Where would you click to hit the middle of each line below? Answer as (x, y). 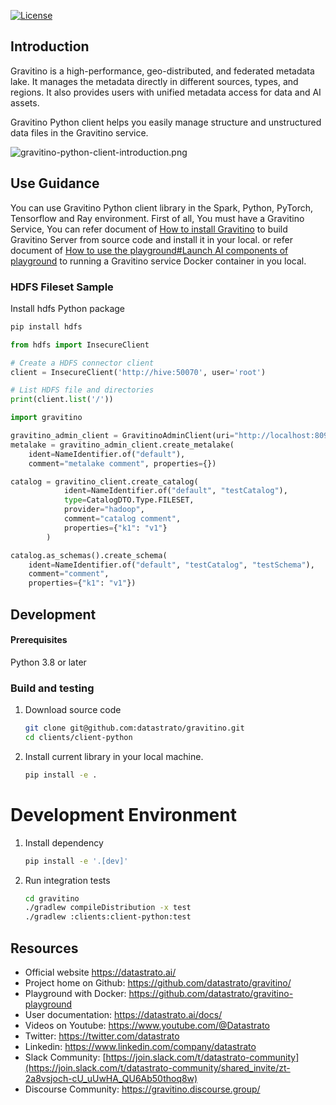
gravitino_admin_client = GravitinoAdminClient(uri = (122, 436)
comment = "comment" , (69, 574)
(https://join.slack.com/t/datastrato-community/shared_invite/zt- (157, 1067)
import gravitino (46, 418)
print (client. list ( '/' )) (62, 400)
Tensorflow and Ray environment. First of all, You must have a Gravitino (157, 218)
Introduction (50, 46)
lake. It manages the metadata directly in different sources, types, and (154, 81)
